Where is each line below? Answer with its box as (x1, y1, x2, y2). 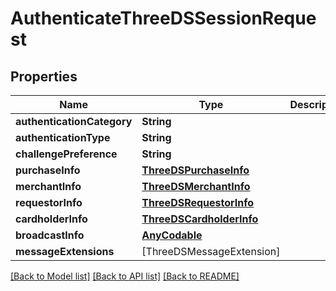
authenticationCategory (15, 115, 133, 128)
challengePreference (15, 147, 118, 161)
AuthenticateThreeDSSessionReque (10, 7, 317, 30)
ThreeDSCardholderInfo (141, 212, 259, 226)
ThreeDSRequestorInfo (141, 196, 255, 209)
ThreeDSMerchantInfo (141, 180, 251, 193)
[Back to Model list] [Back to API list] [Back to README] (10, 270, 240, 282)
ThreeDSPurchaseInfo (141, 163, 250, 177)
